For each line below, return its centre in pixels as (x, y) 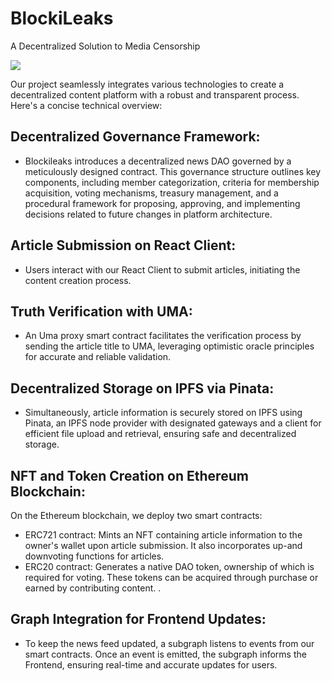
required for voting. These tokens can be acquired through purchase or (171, 577)
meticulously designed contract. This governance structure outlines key (173, 171)
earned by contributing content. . (93, 588)
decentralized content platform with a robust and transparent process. (155, 94)
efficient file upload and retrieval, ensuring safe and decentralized (160, 434)
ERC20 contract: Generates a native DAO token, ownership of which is (169, 566)
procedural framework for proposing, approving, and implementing (162, 203)
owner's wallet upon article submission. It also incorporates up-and (163, 545)
